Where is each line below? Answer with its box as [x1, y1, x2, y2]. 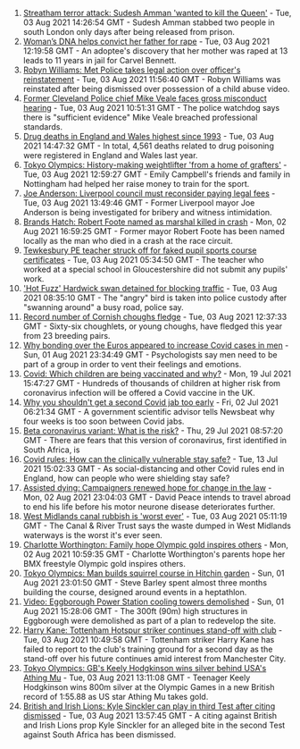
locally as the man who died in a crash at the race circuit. [22, 236, 233, 246]
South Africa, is [22, 444, 80, 455]
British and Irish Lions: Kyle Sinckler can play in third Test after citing [22, 701, 276, 711]
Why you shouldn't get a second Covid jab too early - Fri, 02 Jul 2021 [22, 397, 279, 408]
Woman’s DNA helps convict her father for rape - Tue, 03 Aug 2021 [22, 36, 271, 46]
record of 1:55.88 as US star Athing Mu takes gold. [22, 692, 209, 702]
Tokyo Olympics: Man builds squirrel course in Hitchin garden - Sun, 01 [22, 568, 285, 578]
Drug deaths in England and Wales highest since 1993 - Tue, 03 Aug [22, 131, 275, 141]
